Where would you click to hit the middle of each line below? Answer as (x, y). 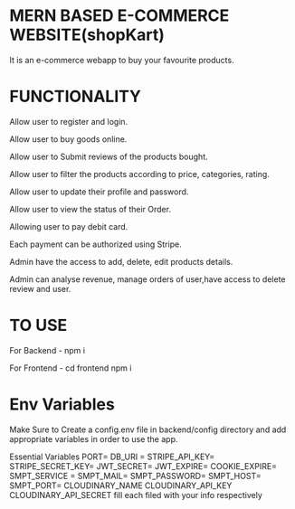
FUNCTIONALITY (76, 97)
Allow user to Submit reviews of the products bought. (109, 156)
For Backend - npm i (48, 350)
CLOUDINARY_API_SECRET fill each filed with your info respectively (136, 495)
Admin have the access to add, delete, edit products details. (121, 261)
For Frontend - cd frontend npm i (71, 368)
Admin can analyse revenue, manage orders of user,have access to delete (147, 279)
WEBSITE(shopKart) (87, 35)
